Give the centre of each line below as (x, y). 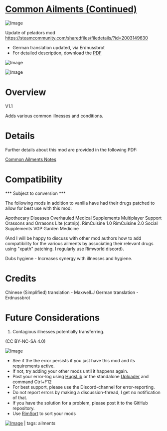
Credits (21, 278)
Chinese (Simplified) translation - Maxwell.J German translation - (72, 292)
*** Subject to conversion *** (35, 193)
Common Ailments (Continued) (71, 9)
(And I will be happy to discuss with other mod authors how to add (73, 238)
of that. (20, 398)
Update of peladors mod (30, 32)
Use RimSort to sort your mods (44, 413)
